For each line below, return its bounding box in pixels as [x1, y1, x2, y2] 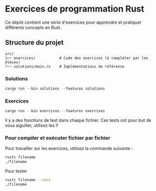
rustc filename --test [5, 177, 51, 182]
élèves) [5, 59, 21, 65]
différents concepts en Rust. [5, 24, 62, 30]
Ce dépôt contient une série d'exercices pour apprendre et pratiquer [5, 19, 142, 25]
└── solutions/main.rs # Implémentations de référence [5, 64, 125, 69]
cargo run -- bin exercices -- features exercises [5, 109, 105, 114]
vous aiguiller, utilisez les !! [5, 122, 59, 129]
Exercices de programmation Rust [5, 3, 144, 15]
